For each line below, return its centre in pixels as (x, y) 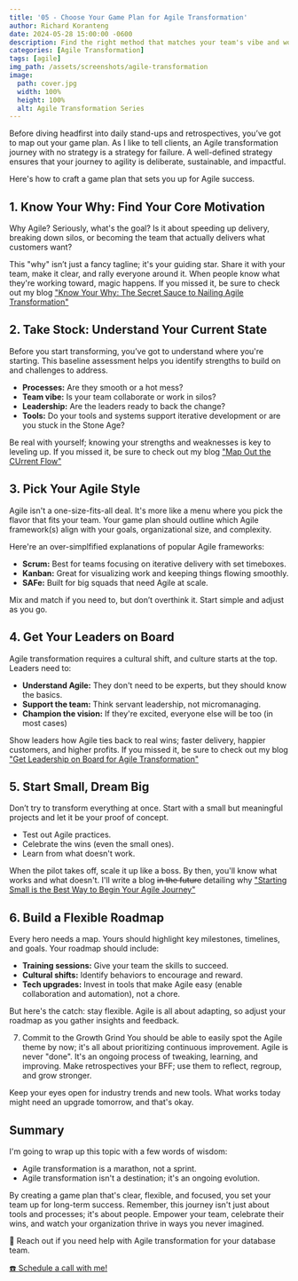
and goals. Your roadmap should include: (84, 949)
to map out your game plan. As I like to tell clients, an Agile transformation (144, 143)
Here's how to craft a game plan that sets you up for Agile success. (132, 179)
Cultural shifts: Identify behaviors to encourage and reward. (133, 975)
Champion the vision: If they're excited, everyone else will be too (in (147, 713)
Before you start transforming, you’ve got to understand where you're (137, 351)
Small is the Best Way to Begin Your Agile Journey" (102, 890)
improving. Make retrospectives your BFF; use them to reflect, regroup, (152, 1066)
